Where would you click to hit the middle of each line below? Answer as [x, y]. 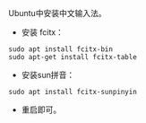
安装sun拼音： [48, 75]
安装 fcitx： [43, 32]
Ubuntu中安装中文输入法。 [57, 13]
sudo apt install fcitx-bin [61, 49]
